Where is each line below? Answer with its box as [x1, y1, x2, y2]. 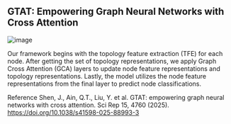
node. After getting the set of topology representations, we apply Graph [7, 57, 217, 65]
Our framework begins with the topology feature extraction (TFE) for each [7, 49, 223, 57]
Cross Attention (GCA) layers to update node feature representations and [7, 64, 221, 73]
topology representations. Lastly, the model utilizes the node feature [7, 72, 207, 80]
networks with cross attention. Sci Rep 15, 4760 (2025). [7, 101, 170, 109]
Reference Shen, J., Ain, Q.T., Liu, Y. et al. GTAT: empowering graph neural [7, 93, 225, 101]
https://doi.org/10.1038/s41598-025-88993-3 [7, 108, 140, 116]
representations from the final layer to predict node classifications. [7, 79, 202, 88]
